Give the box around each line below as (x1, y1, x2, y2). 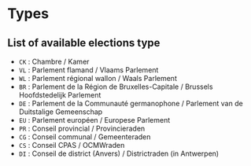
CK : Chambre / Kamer (18, 57, 90, 66)
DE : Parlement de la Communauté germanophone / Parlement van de (18, 99, 243, 108)
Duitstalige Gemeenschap (18, 107, 103, 116)
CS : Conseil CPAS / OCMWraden (18, 141, 125, 149)
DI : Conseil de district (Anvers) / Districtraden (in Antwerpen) (18, 149, 220, 158)
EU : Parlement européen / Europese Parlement (18, 116, 171, 124)
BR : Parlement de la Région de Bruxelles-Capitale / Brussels (18, 82, 213, 91)
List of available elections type (7, 36, 161, 50)
